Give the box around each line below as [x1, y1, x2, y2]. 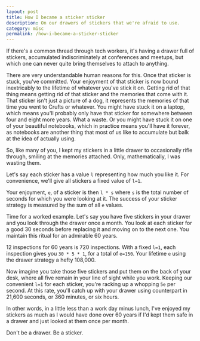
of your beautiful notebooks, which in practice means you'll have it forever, [6, 122, 190, 130]
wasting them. [6, 159, 41, 167]
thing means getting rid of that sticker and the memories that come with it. [6, 91, 189, 98]
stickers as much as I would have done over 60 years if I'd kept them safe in [6, 311, 193, 318]
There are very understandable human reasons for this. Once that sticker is [6, 72, 191, 79]
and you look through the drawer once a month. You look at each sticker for [6, 219, 192, 227]
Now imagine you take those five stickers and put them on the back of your [6, 268, 191, 275]
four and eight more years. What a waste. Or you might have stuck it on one [6, 116, 192, 123]
